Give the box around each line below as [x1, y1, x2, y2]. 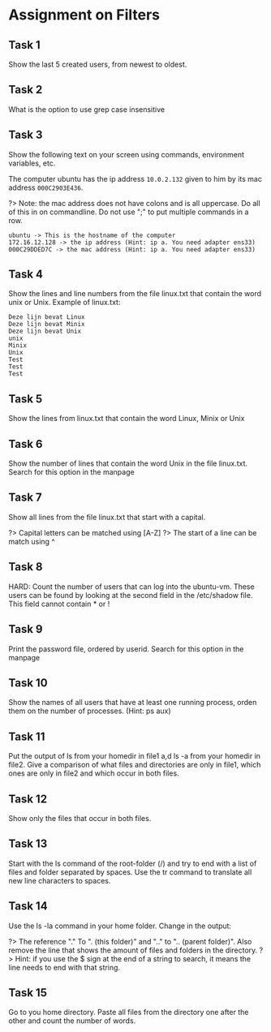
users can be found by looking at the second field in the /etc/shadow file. [8, 590, 253, 600]
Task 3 [8, 128, 43, 142]
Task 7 [8, 491, 42, 505]
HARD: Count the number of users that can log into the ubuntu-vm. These [8, 582, 255, 591]
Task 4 [8, 268, 43, 282]
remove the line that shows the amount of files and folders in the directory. [8, 945, 258, 955]
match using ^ [8, 536, 55, 546]
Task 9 [8, 622, 43, 636]
